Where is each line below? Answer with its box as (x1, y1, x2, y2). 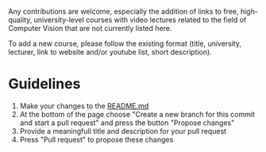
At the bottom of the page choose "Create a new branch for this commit (19, 109, 256, 119)
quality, (8, 15, 33, 25)
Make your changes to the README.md (19, 101, 149, 110)
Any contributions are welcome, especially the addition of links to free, (8, 7, 239, 16)
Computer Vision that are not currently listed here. (8, 24, 172, 32)
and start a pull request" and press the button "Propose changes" (19, 118, 235, 127)
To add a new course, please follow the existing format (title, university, (8, 39, 242, 48)
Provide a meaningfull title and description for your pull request (19, 126, 227, 135)
